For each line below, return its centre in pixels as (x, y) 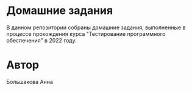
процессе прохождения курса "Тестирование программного (86, 33)
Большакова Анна (30, 81)
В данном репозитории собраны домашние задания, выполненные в (96, 27)
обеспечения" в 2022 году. (42, 40)
